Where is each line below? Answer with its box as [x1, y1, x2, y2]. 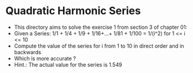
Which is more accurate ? [14, 55, 76, 62]
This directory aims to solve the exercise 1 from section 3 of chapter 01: [14, 24, 188, 31]
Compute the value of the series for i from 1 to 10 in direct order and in [14, 42, 185, 49]
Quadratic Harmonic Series [5, 4, 141, 18]
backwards [14, 48, 42, 55]
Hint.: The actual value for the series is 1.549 [14, 61, 122, 68]
